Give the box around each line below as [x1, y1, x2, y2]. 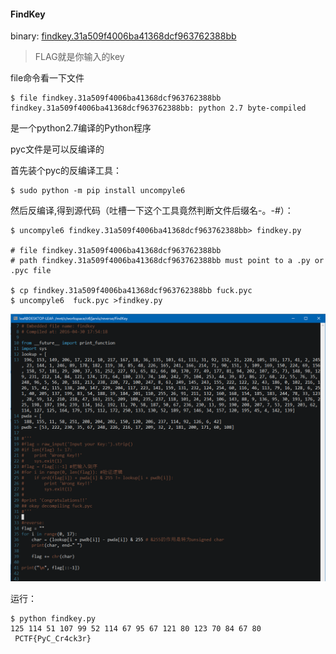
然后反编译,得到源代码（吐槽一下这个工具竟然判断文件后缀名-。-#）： [10, 205, 294, 217]
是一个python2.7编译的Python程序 [10, 122, 152, 134]
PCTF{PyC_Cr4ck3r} [14, 634, 92, 644]
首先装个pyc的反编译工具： [10, 165, 122, 177]
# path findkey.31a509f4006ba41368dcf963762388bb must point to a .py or [10, 256, 325, 266]
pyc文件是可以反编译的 [10, 143, 105, 155]
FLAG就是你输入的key [34, 51, 125, 63]
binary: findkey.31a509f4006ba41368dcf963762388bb [10, 30, 237, 42]
